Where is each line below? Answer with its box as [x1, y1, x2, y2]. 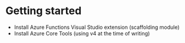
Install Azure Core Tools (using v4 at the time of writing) [14, 29, 150, 37]
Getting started [5, 4, 82, 18]
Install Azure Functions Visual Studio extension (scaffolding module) [14, 24, 180, 31]
